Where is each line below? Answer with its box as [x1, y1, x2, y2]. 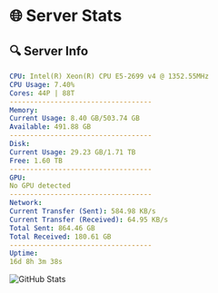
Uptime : [9, 249, 39, 259]
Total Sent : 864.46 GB [9, 223, 95, 232]
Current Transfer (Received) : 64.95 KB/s [9, 215, 169, 224]
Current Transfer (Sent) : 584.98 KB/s [9, 207, 156, 216]
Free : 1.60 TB [9, 156, 64, 165]
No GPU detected [9, 181, 71, 190]
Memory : [9, 105, 39, 114]
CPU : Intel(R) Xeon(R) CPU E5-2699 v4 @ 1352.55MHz [9, 72, 209, 81]
